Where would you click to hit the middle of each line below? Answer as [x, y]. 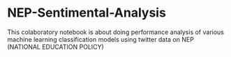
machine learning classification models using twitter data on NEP [100, 39]
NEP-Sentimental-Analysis [87, 13]
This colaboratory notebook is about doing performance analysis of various [116, 32]
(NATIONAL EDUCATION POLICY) [56, 47]
